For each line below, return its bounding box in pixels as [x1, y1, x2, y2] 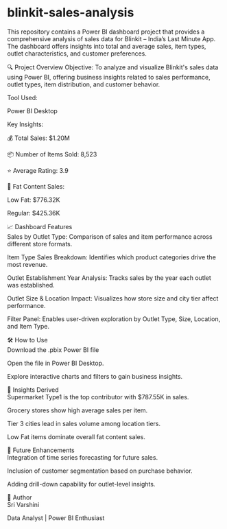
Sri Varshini [7, 500, 40, 508]
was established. [7, 281, 55, 289]
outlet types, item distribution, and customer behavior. [7, 80, 160, 89]
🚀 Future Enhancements [7, 446, 75, 454]
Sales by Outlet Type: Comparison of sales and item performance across [7, 232, 213, 241]
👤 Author [7, 493, 32, 502]
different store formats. [7, 239, 73, 248]
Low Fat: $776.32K [7, 196, 60, 204]
